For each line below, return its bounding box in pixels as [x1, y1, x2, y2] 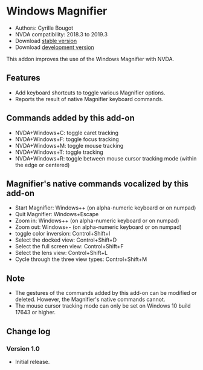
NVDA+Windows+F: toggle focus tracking [14, 135, 119, 143]
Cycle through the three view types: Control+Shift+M [14, 256, 147, 263]
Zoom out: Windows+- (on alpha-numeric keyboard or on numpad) [14, 223, 182, 231]
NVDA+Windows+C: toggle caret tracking [14, 129, 119, 136]
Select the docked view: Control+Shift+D [14, 236, 117, 243]
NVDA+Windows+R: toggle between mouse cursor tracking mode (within [14, 154, 197, 162]
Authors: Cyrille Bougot [14, 24, 74, 31]
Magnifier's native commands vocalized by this [6, 179, 189, 189]
